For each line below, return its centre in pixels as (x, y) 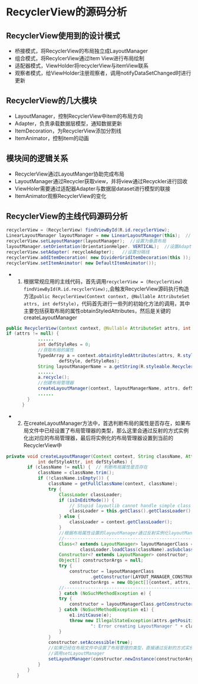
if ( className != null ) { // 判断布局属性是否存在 (88, 467)
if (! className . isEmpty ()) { (73, 478)
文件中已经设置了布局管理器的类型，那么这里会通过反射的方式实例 (109, 430)
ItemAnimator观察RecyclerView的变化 (60, 196)
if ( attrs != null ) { (33, 333)
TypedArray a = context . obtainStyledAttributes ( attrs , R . (110, 355)
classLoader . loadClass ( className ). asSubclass (137, 549)
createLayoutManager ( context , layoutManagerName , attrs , (109, 389)
